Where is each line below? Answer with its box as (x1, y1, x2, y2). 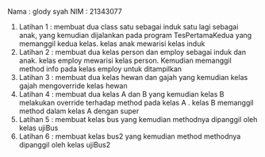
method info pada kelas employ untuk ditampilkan (18, 64, 182, 74)
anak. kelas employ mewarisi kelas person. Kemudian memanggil (18, 56, 232, 65)
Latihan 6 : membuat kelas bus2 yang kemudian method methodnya (18, 132, 241, 141)
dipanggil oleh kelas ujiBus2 (18, 140, 111, 149)
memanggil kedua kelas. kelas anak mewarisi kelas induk (18, 39, 205, 48)
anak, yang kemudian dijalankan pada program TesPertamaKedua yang (18, 31, 252, 40)
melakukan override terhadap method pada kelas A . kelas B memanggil (18, 98, 254, 107)
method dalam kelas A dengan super (18, 106, 140, 116)
